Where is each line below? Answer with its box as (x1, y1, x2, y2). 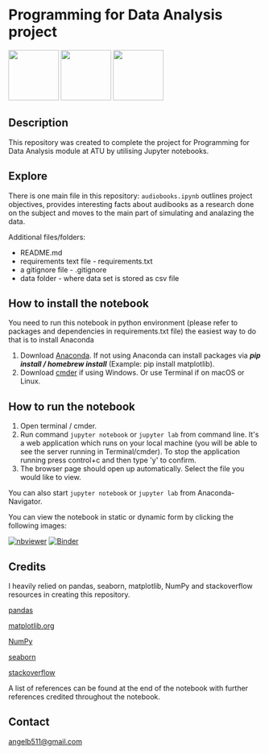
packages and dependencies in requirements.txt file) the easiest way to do (8, 326, 256, 336)
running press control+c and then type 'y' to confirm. (19, 455, 197, 465)
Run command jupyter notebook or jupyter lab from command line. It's (19, 429, 259, 440)
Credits (8, 560, 47, 574)
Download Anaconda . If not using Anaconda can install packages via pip (19, 350, 261, 360)
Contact (8, 715, 50, 729)
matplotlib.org (8, 621, 55, 630)
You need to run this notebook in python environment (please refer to (8, 318, 238, 328)
